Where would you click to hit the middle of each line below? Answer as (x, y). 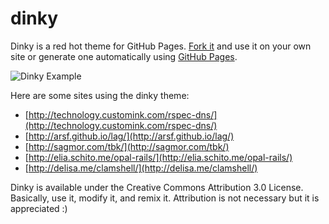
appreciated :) (39, 208)
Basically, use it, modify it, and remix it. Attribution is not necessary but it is (165, 198)
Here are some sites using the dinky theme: (100, 95)
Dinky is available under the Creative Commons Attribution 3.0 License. (157, 187)
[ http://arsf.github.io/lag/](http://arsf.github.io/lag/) (129, 136)
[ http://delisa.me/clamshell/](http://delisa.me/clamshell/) (141, 168)
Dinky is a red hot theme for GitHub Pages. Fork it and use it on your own (161, 46)
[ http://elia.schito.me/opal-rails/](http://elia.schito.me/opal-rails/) (158, 157)
